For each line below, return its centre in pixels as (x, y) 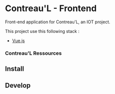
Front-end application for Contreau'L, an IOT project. (58, 22)
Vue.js (18, 40)
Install (15, 69)
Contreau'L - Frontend (51, 8)
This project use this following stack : (42, 31)
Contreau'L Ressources (33, 53)
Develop (18, 85)
